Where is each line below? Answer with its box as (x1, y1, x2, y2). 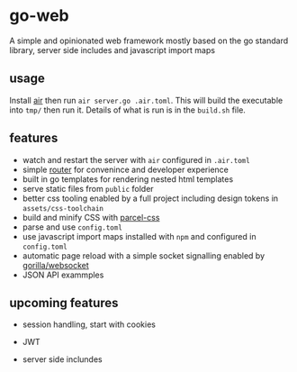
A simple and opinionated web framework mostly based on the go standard (9, 35, 289, 46)
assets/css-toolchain (22, 204, 103, 213)
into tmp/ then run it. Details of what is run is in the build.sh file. (9, 104, 246, 115)
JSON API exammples (22, 269, 104, 280)
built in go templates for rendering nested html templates (22, 173, 234, 185)
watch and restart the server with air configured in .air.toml (22, 154, 250, 165)
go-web (9, 5, 69, 26)
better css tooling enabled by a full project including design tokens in (22, 193, 279, 204)
